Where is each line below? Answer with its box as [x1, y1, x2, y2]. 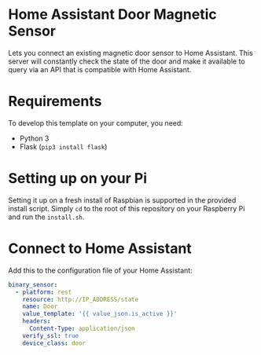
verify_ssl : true [22, 331, 79, 339]
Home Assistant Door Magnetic [8, 5, 218, 24]
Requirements [8, 93, 102, 111]
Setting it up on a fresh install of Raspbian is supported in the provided [8, 195, 237, 205]
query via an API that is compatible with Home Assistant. [8, 64, 192, 74]
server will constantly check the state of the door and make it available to [8, 57, 245, 66]
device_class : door [22, 339, 86, 347]
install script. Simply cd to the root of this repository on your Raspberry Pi [8, 203, 245, 213]
